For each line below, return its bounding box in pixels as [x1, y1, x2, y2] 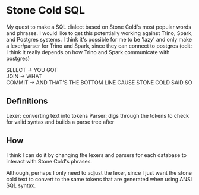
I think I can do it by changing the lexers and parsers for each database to [6, 151, 187, 158]
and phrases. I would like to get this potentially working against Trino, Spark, [6, 29, 193, 36]
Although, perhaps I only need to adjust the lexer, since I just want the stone [6, 169, 192, 176]
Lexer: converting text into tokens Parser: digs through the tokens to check [6, 112, 189, 119]
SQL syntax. [6, 182, 36, 189]
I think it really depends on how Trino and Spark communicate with [6, 48, 170, 55]
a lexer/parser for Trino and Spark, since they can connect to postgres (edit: [6, 42, 192, 49]
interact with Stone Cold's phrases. [6, 158, 92, 165]
